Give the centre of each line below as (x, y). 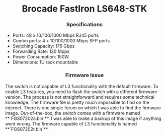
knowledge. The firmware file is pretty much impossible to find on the (77, 102)
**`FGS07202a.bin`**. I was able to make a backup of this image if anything (83, 118)
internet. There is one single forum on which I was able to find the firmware (83, 108)
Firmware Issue (85, 75)
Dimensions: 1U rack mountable (45, 62)
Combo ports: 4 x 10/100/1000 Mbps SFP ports (61, 41)
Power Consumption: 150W (41, 57)
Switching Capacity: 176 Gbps (44, 46)
